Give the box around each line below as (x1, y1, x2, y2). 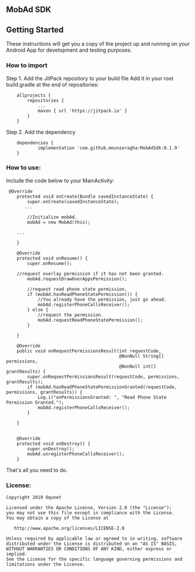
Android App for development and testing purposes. (6, 46, 132, 54)
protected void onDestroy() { (16, 441, 91, 447)
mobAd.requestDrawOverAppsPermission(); (27, 276, 127, 282)
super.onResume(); (27, 260, 72, 267)
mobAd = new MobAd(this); (27, 219, 91, 225)
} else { (27, 307, 49, 312)
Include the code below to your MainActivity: (6, 177, 115, 184)
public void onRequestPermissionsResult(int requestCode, (16, 348, 162, 354)
